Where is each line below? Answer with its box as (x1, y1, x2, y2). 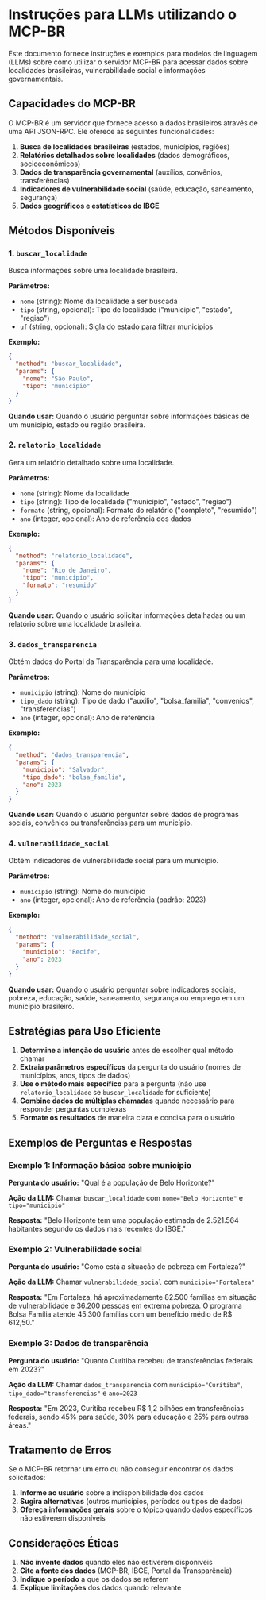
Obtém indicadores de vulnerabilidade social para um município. (8, 856, 219, 866)
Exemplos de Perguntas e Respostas (8, 1135, 193, 1149)
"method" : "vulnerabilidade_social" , (15, 933, 141, 942)
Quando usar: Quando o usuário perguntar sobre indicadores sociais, (8, 985, 237, 994)
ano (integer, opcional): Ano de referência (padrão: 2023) (19, 895, 206, 904)
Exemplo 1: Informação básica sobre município (8, 1159, 192, 1170)
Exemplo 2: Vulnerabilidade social (8, 1244, 143, 1255)
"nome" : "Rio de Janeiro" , (22, 566, 112, 575)
